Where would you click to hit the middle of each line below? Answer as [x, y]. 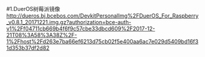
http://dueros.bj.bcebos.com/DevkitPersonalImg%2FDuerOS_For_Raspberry [102, 16]
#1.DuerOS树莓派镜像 [33, 9]
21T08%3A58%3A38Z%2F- [42, 35]
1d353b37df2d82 [28, 48]
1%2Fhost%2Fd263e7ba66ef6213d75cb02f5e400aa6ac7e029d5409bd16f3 [102, 42]
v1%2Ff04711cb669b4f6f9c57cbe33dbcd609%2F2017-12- [81, 29]
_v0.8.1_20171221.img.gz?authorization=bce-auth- [69, 22]
